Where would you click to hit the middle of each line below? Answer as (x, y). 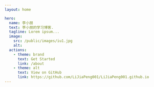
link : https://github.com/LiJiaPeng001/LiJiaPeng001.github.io (83, 77)
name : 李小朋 (21, 23)
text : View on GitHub (40, 73)
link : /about (31, 64)
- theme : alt (27, 68)
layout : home (18, 9)
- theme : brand (29, 54)
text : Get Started (36, 59)
